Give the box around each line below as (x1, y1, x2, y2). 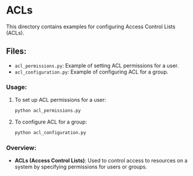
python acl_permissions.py (14, 108, 81, 114)
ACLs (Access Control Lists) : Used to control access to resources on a (14, 157, 188, 164)
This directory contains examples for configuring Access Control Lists (6, 23, 175, 30)
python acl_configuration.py (14, 129, 86, 135)
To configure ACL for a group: (14, 118, 87, 125)
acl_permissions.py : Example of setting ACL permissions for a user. (14, 62, 179, 69)
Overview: (6, 144, 36, 152)
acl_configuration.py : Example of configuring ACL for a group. (14, 68, 169, 75)
